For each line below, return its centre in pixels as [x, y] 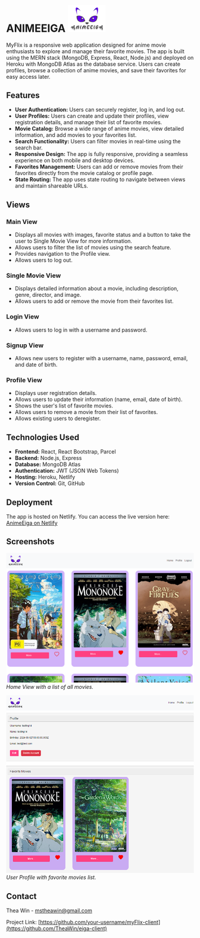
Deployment [29, 502]
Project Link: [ [23, 922]
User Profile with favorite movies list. [51, 878]
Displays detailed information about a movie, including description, [96, 289]
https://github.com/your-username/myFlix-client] [100, 922]
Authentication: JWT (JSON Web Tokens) [67, 471]
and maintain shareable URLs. [51, 186]
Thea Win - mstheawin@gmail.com [49, 911]
